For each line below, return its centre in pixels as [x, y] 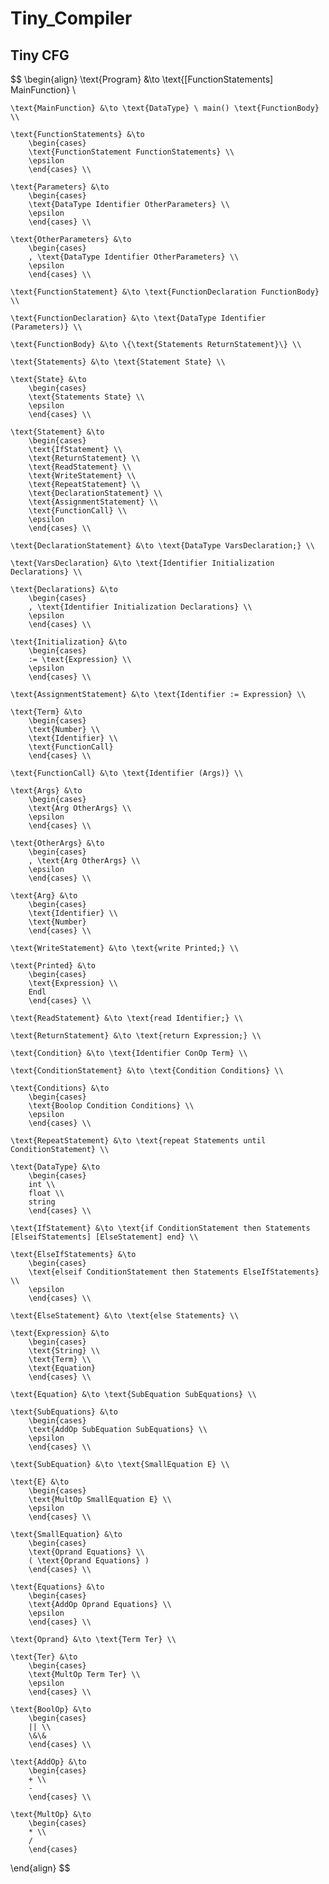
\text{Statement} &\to [57, 432]
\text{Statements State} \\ [86, 397]
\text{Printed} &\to [53, 966]
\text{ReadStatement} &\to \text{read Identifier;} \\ [127, 1018]
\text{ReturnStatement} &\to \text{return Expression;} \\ [136, 1036]
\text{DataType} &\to [55, 1167]
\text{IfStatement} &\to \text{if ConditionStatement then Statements [160, 1228]
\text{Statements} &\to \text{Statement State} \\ [118, 362]
